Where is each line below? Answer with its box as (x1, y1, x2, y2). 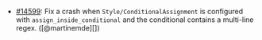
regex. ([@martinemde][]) (15, 24, 101, 32)
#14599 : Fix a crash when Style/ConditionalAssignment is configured (15, 7, 244, 16)
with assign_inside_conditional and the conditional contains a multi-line (15, 15, 254, 24)
